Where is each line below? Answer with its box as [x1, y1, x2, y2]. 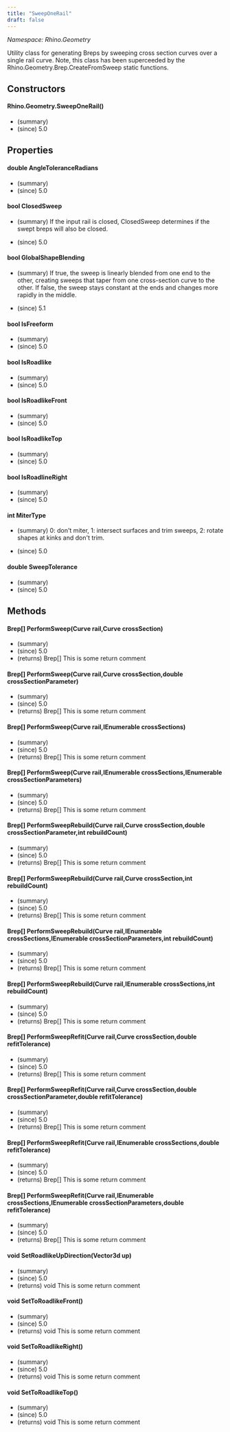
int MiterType [7, 511, 47, 519]
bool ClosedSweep [7, 202, 62, 210]
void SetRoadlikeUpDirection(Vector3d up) [7, 1251, 132, 1260]
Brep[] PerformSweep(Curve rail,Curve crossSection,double [7, 670, 183, 678]
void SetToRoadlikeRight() [7, 1343, 84, 1351]
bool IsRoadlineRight [7, 473, 67, 481]
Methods [7, 605, 47, 616]
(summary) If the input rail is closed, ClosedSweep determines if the [16, 217, 210, 225]
